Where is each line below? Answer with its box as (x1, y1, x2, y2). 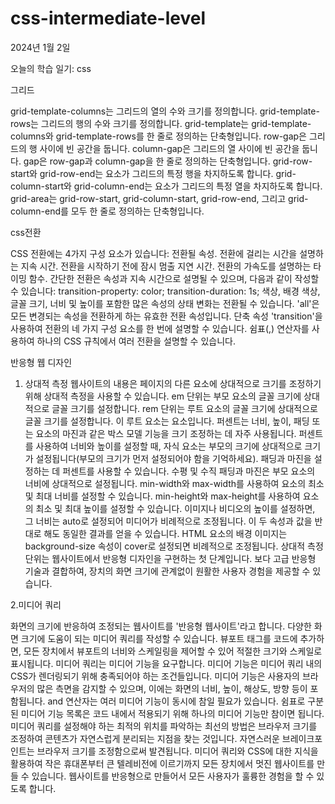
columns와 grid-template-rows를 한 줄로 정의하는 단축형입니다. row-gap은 (10, 130, 307, 142)
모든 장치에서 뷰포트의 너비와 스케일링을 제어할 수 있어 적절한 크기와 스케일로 (23, 645, 323, 657)
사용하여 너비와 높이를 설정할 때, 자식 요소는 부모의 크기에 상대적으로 (35, 440, 303, 452)
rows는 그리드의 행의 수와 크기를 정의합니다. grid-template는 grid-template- (10, 117, 312, 129)
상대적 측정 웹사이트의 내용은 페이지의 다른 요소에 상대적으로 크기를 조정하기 (24, 377, 322, 389)
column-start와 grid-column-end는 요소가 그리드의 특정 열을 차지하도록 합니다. (10, 180, 323, 192)
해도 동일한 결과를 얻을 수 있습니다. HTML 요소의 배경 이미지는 (43, 527, 288, 539)
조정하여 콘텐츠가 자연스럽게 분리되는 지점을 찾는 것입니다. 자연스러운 (10, 732, 280, 744)
